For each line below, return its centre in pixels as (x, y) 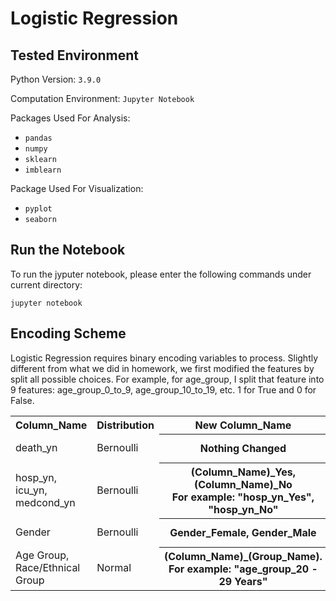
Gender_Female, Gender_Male (243, 533)
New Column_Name (243, 425)
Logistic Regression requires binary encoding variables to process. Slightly (164, 358)
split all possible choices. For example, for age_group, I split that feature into (167, 379)
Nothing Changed (243, 449)
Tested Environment (75, 55)
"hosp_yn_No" (243, 509)
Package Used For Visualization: (77, 188)
